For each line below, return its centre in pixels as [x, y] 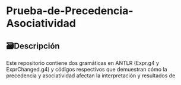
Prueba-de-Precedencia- [70, 11]
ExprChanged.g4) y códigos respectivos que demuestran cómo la [87, 69]
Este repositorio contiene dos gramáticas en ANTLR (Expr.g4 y [82, 63]
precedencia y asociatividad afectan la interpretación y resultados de [91, 76]
